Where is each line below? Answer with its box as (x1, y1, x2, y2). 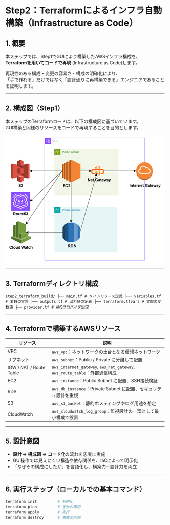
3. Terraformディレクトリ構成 (5, 279, 99, 288)
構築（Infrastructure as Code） (5, 17, 138, 29)
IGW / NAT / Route (7, 364, 46, 370)
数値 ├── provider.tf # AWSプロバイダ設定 (5, 304, 90, 310)
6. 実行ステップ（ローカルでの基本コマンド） (5, 485, 146, 493)
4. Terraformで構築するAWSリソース (5, 324, 121, 333)
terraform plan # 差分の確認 (5, 504, 81, 510)
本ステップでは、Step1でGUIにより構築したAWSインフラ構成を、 (5, 54, 141, 59)
